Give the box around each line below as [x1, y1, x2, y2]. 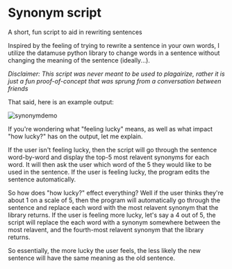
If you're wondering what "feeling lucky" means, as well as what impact [8, 124, 213, 133]
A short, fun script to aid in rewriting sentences [8, 28, 142, 36]
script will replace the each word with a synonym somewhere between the [8, 218, 221, 227]
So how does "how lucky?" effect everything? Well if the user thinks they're [8, 188, 224, 197]
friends [8, 84, 28, 92]
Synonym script [8, 5, 101, 21]
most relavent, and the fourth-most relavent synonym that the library [8, 225, 204, 234]
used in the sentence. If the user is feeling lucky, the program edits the [8, 168, 210, 176]
